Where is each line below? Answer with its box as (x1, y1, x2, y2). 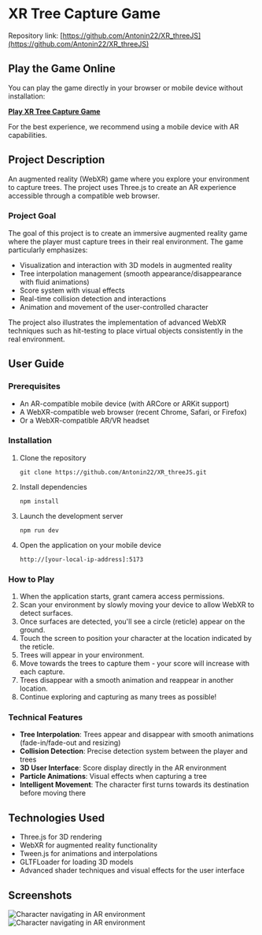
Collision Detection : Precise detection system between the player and (19, 747, 248, 756)
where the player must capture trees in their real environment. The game (8, 237, 244, 246)
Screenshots (8, 888, 72, 902)
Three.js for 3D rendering (19, 833, 102, 842)
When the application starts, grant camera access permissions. (19, 592, 225, 602)
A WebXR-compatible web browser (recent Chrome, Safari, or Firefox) (19, 407, 248, 416)
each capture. (19, 667, 65, 676)
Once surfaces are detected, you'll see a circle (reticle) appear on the (19, 617, 245, 627)
